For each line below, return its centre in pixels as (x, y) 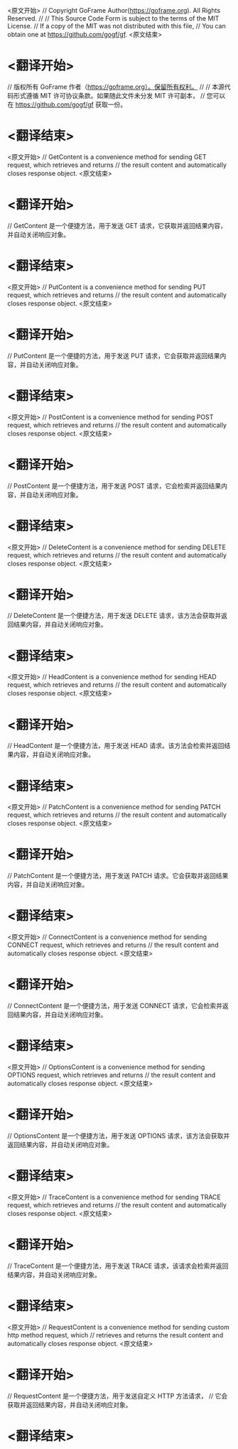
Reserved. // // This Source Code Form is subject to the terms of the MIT (113, 18)
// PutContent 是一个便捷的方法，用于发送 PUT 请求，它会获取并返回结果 (114, 356)
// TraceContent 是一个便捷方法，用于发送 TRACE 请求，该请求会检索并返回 (118, 1266)
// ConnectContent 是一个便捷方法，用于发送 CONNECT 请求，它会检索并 (115, 1006)
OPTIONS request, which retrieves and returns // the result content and (112, 1075)
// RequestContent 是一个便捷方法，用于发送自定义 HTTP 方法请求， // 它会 (118, 1396)
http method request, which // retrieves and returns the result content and (115, 1335)
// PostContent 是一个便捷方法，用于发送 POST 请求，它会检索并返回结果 (114, 486)
